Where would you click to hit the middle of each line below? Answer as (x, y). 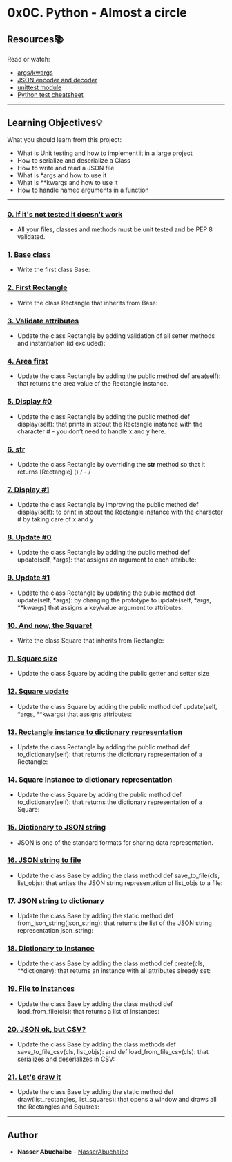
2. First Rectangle (37, 287)
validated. (31, 237)
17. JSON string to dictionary (56, 900)
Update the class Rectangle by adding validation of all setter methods (116, 336)
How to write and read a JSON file (66, 168)
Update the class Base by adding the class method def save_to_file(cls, (118, 875)
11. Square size (32, 658)
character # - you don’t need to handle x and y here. (91, 431)
